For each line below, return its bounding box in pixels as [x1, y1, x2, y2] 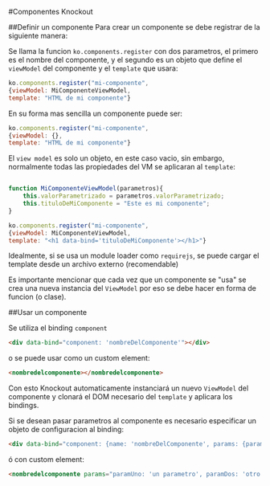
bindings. [8, 401, 39, 410]
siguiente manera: [8, 31, 68, 40]
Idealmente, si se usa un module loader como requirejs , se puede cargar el [8, 251, 260, 260]
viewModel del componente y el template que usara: [8, 63, 178, 73]
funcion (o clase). [8, 292, 67, 302]
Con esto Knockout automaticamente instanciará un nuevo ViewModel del [8, 383, 249, 393]
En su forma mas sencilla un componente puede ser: [8, 108, 183, 118]
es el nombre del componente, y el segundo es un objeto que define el [8, 55, 243, 64]
